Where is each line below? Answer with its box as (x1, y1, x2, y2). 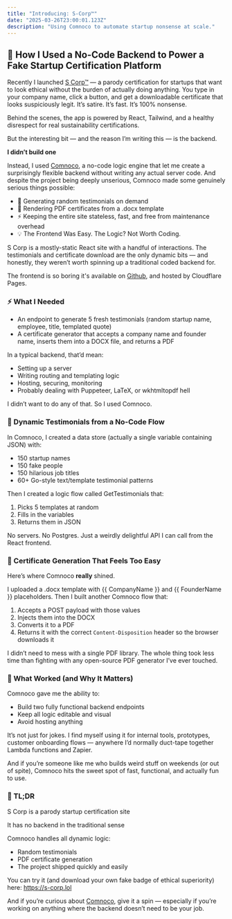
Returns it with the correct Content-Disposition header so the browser (17, 628, 219, 636)
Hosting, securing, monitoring (17, 379, 102, 388)
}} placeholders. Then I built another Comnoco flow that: (7, 593, 168, 601)
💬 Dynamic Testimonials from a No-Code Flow (7, 417, 165, 427)
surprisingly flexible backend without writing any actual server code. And (7, 169, 216, 177)
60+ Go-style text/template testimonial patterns (17, 476, 154, 484)
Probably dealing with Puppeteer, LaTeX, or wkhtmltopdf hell (17, 386, 190, 395)
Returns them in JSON (17, 518, 81, 526)
